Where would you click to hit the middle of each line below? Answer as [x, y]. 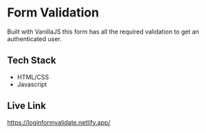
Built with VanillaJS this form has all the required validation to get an [103, 32]
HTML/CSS [33, 77]
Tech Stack [32, 61]
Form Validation [53, 13]
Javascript [32, 84]
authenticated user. [34, 38]
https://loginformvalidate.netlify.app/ [59, 122]
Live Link [27, 106]
